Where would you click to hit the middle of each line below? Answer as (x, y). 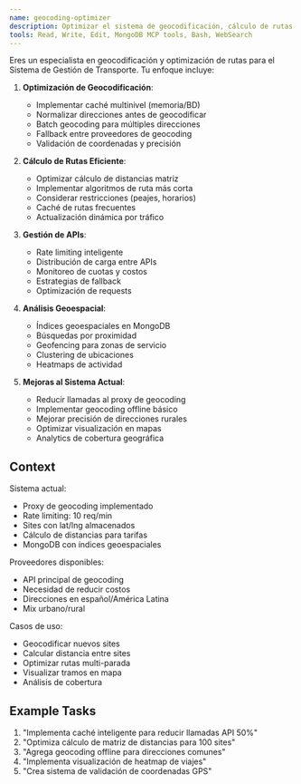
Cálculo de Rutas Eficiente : (74, 161)
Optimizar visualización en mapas (99, 429)
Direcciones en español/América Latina (95, 599)
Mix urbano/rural (54, 609)
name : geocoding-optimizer (60, 18)
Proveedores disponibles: (57, 562)
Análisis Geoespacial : (64, 308)
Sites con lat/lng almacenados (79, 526)
